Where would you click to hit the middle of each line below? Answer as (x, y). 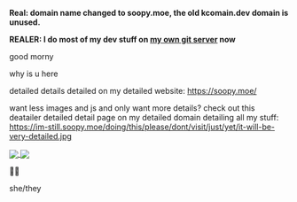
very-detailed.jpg (41, 136)
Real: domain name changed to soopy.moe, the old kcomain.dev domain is (149, 13)
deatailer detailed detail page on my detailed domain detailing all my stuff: (144, 117)
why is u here (34, 74)
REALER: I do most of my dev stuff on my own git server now (123, 39)
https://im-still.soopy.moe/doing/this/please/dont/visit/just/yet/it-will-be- (142, 127)
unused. (25, 22)
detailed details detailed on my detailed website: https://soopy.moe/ (133, 91)
